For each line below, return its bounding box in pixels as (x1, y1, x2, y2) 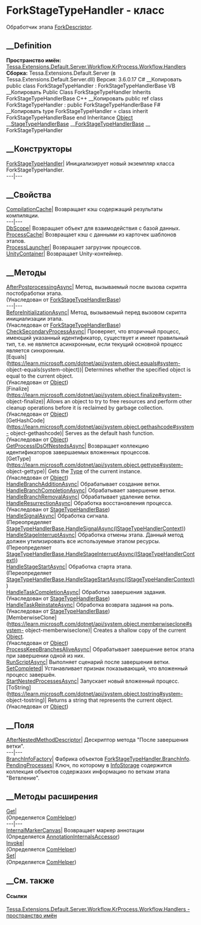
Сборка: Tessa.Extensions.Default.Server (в (6, 69, 116, 77)
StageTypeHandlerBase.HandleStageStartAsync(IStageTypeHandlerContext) (6, 576, 195, 583)
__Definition (6, 41, 52, 51)
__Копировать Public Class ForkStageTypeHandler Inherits (6, 88, 151, 96)
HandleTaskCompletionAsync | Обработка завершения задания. (6, 589, 166, 596)
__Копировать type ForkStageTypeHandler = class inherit (6, 107, 148, 114)
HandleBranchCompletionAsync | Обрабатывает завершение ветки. (6, 487, 176, 494)
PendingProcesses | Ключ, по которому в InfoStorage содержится (6, 762, 172, 769)
